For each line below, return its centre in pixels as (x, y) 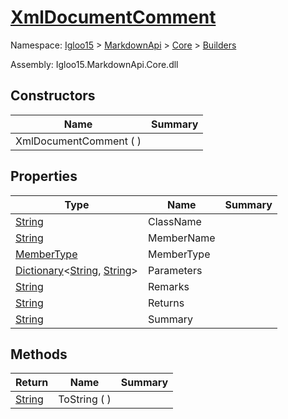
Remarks (168, 286)
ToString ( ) (85, 399)
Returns (166, 303)
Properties (44, 176)
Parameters (175, 270)
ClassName (174, 221)
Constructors (53, 96)
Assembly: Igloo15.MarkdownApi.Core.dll (94, 64)
